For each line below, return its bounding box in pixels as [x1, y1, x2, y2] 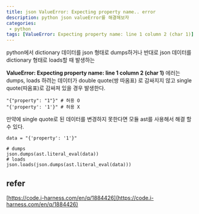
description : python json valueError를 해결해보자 [6, 15, 129, 21]
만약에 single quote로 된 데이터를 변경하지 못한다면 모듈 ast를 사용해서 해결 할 [6, 116, 192, 123]
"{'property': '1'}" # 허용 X [6, 104, 80, 110]
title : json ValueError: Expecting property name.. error [6, 8, 156, 15]
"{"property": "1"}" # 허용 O [6, 98, 80, 104]
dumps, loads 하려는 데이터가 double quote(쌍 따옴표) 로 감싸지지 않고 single [6, 77, 192, 84]
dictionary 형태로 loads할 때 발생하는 [6, 56, 95, 64]
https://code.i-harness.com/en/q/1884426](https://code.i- [8, 194, 154, 201]
